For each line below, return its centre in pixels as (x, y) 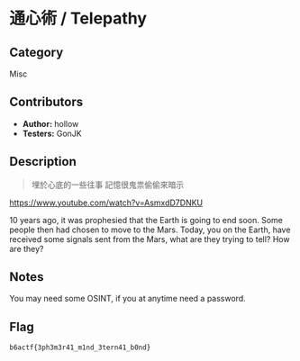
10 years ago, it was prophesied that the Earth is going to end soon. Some (146, 220)
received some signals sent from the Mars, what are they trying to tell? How (150, 239)
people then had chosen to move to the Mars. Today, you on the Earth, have (150, 230)
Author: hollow (50, 123)
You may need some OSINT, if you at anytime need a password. (127, 299)
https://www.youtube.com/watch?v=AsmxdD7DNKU (106, 203)
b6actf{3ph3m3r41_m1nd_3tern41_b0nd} (80, 347)
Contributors (46, 102)
